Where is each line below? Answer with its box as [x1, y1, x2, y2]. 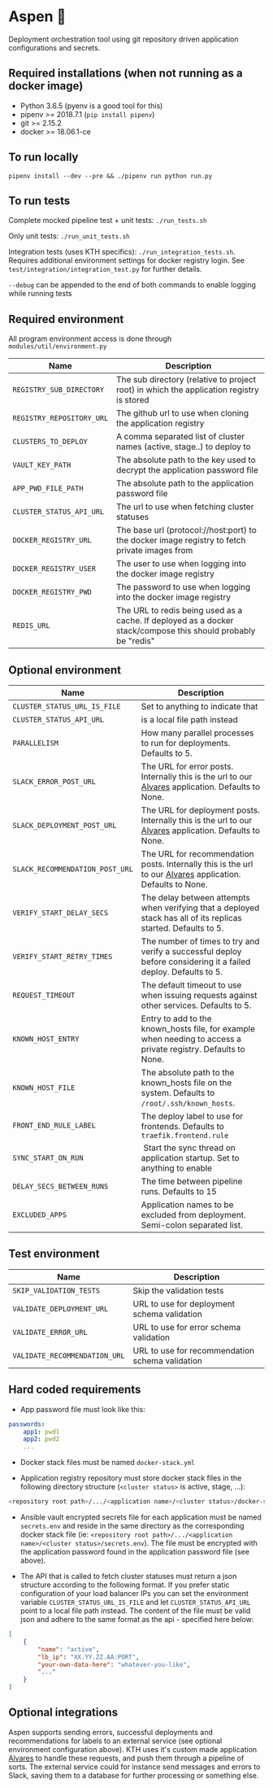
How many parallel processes [141, 727, 254, 739]
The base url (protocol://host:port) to [116, 525, 258, 536]
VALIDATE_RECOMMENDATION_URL [12, 1350, 125, 1360]
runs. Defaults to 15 [141, 1186, 217, 1197]
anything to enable [141, 1162, 213, 1174]
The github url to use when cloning [116, 408, 249, 419]
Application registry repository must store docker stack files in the [19, 1473, 242, 1483]
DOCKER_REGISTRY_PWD [12, 587, 92, 597]
